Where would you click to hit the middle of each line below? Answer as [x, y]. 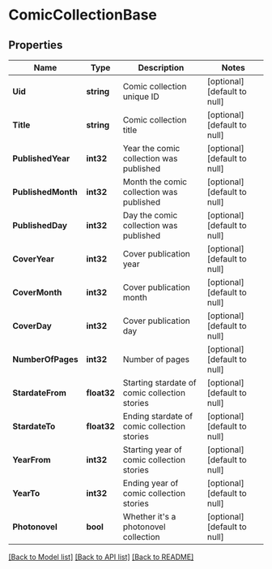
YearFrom [32, 460]
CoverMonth [37, 292]
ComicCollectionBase [83, 15]
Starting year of [152, 450]
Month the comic [155, 182]
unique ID [141, 97]
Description [161, 68]
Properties [36, 45]
